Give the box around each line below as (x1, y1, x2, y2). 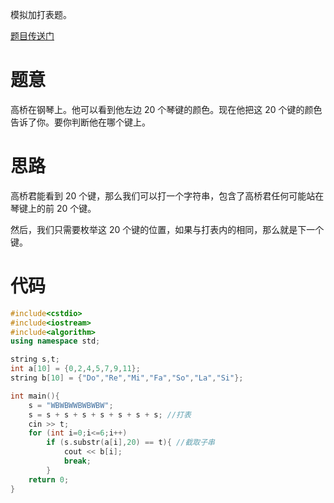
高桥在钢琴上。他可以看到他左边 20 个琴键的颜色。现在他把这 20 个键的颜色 (10, 103, 323, 115)
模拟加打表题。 (10, 9, 72, 20)
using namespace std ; (10, 336, 101, 347)
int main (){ (10, 391, 60, 401)
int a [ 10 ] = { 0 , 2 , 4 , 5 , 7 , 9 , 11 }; (10, 364, 141, 374)
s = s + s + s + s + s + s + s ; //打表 (28, 409, 192, 420)
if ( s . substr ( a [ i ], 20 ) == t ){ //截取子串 (46, 438, 215, 448)
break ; (63, 456, 92, 467)
